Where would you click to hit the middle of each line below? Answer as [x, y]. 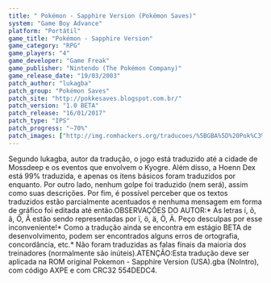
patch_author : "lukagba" [50, 83]
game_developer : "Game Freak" [59, 61]
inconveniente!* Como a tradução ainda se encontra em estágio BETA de [130, 227]
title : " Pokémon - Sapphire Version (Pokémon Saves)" [102, 16]
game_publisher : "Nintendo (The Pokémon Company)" [95, 69]
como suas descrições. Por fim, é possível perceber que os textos [118, 193]
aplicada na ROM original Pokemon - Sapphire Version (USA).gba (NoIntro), [134, 261]
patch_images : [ [35, 135]
